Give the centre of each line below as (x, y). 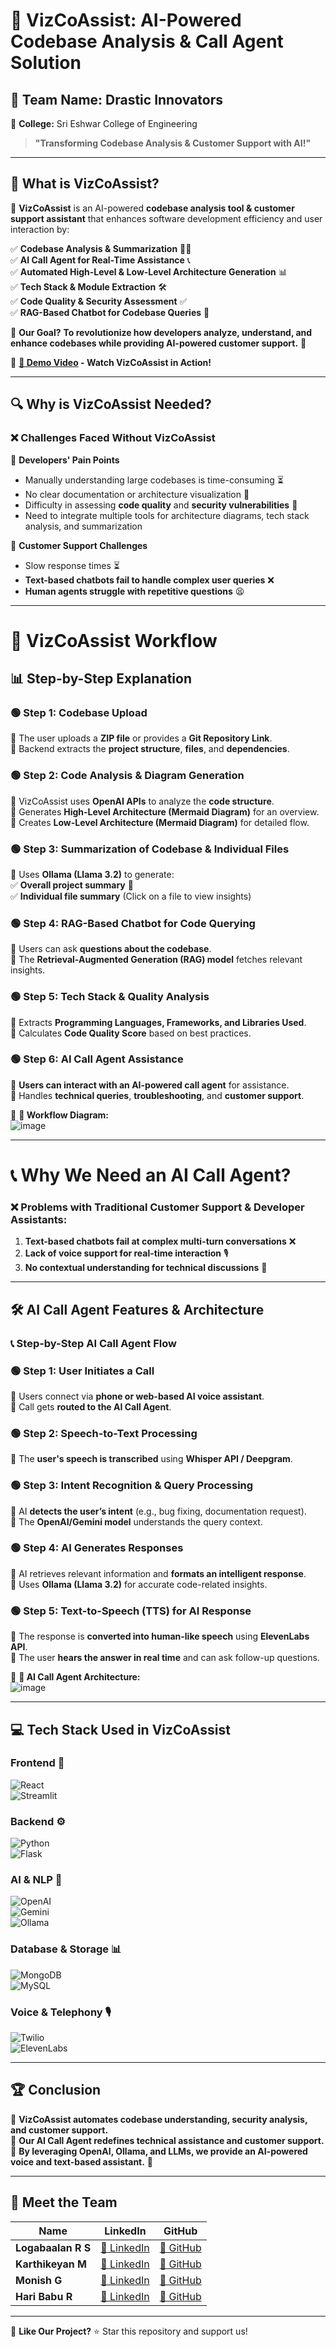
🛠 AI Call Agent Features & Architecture (137, 1309)
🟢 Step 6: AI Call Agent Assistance (97, 1059)
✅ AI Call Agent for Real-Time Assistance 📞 (100, 260)
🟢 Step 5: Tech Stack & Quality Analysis (110, 997)
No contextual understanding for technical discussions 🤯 (146, 1268)
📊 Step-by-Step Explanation (101, 679)
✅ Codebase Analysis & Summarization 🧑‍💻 (101, 248)
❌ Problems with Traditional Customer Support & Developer (157, 1207)
